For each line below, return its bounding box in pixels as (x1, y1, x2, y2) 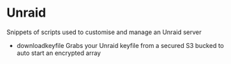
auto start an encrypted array (16, 49, 102, 57)
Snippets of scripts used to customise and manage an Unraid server (6, 28, 202, 36)
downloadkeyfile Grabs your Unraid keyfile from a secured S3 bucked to (16, 41, 224, 49)
